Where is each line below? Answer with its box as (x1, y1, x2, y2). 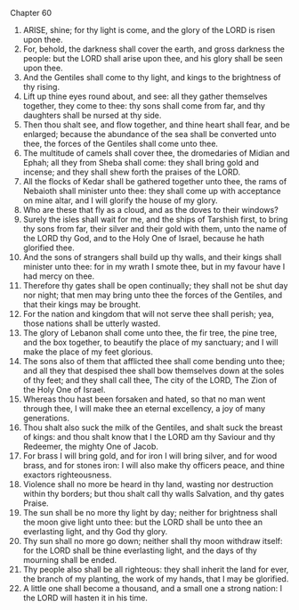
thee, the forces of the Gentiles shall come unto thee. (22, 138, 219, 149)
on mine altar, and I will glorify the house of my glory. (22, 195, 218, 206)
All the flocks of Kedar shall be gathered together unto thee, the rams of (22, 176, 287, 186)
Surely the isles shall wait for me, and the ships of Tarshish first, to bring (22, 214, 288, 224)
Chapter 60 (10, 8, 53, 18)
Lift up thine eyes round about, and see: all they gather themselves (22, 91, 268, 102)
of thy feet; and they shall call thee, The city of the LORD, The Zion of (22, 375, 278, 386)
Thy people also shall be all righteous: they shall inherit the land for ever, (22, 565, 289, 574)
